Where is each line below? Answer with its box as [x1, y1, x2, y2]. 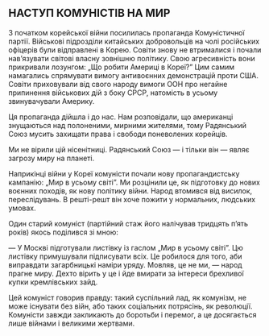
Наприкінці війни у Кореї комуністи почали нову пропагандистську [8, 168, 240, 178]
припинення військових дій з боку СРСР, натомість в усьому [8, 88, 218, 97]
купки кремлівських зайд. [8, 277, 98, 287]
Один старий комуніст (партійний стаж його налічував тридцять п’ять [8, 218, 248, 228]
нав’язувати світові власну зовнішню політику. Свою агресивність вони [8, 53, 255, 63]
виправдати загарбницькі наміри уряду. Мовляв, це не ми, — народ [8, 259, 243, 269]
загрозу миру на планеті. [8, 153, 95, 163]
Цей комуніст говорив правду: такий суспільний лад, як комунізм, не [8, 292, 247, 302]
